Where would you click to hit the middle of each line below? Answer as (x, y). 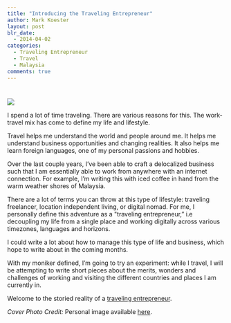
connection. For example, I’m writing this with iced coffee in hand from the (113, 178)
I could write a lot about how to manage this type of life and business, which (116, 242)
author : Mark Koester (38, 20)
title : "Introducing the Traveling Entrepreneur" (80, 13)
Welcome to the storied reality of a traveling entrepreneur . (90, 298)
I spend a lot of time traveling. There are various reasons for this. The (106, 115)
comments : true (29, 71)
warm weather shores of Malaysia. (56, 186)
